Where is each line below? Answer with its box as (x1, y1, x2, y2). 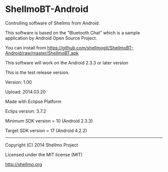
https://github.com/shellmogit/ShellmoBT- (47, 44, 133, 50)
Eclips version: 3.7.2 (5, 108, 46, 114)
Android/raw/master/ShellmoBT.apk (5, 50, 79, 56)
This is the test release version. (5, 69, 69, 75)
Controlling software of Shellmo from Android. (5, 20, 100, 26)
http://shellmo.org (5, 161, 42, 167)
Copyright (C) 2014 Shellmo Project (5, 141, 78, 148)
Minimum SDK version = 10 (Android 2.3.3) (5, 117, 93, 123)
